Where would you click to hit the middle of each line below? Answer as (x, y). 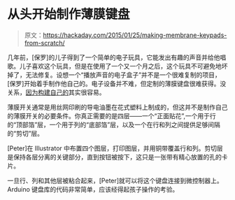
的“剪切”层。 (26, 133)
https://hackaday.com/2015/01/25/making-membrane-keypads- (135, 35)
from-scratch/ (44, 43)
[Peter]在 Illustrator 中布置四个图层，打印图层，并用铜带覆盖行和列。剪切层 (115, 148)
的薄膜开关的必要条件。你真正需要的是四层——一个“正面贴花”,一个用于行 (112, 115)
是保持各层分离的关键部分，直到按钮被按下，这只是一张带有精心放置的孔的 (114, 157)
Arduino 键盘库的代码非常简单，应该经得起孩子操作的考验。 (93, 189)
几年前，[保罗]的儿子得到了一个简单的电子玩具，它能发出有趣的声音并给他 (114, 57)
